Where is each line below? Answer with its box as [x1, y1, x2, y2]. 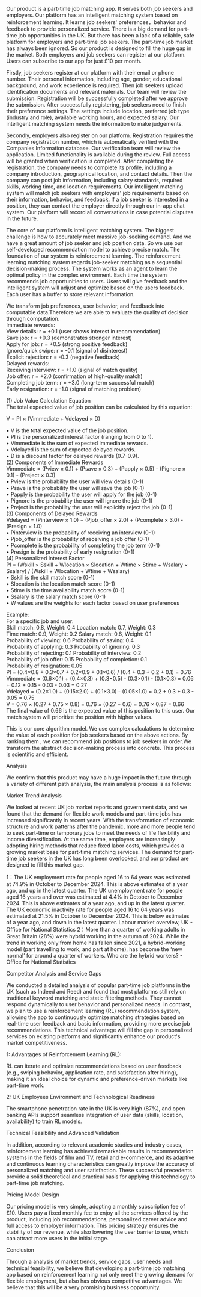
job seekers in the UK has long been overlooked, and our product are [18, 855, 189, 862]
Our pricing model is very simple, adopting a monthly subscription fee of [6, 1203, 185, 1210]
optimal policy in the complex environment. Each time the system [6, 271, 167, 279]
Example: [6, 611, 29, 618]
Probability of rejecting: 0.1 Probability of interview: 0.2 [6, 649, 142, 657]
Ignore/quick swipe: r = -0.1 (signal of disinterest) [6, 347, 128, 354]
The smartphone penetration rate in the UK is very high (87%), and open [6, 1105, 185, 1112]
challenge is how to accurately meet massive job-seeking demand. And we [6, 233, 192, 240]
